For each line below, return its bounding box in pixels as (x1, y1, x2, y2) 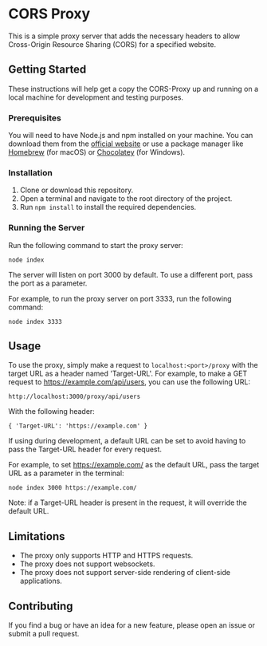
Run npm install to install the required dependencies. (19, 203, 197, 212)
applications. (19, 576, 62, 586)
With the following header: (8, 407, 96, 416)
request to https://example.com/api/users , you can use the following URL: (8, 377, 251, 387)
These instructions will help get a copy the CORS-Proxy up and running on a (8, 84, 259, 93)
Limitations (8, 530, 65, 543)
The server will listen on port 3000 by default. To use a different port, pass (8, 270, 253, 279)
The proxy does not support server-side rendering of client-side (19, 568, 231, 577)
